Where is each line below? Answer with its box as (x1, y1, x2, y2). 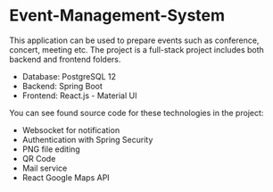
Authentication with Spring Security (21, 134, 153, 145)
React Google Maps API (21, 171, 110, 183)
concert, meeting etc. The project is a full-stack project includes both (9, 44, 265, 54)
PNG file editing (21, 144, 80, 154)
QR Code (21, 153, 56, 163)
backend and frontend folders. (9, 54, 121, 64)
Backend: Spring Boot (21, 80, 103, 91)
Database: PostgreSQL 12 (21, 71, 117, 81)
